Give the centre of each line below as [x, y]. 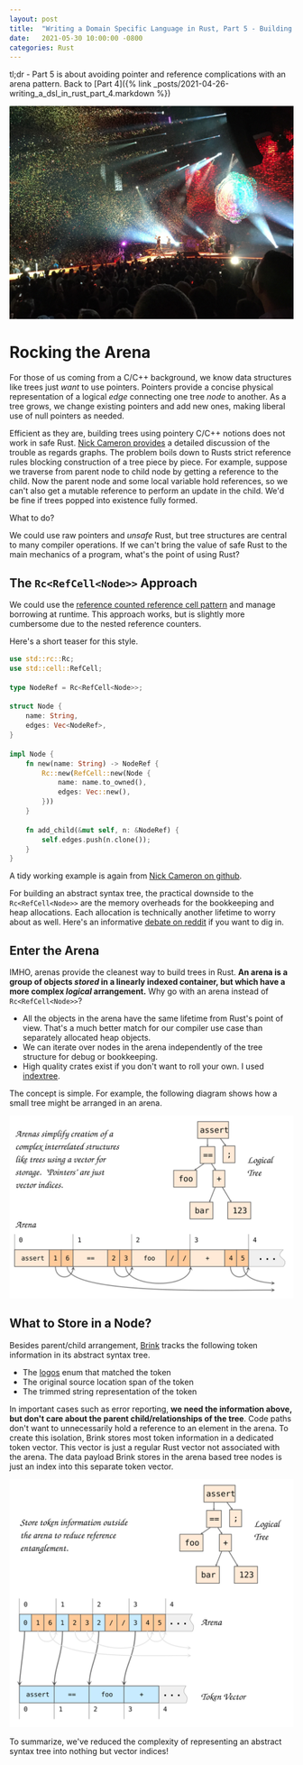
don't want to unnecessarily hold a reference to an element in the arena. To [149, 1428]
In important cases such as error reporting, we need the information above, [151, 1409]
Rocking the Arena [80, 353]
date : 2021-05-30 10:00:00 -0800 [76, 38]
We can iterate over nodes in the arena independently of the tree [142, 1047]
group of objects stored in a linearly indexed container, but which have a [147, 982]
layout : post [34, 19]
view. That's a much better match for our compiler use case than [142, 1028]
